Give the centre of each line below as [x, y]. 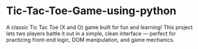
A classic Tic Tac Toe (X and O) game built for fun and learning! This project [100, 27]
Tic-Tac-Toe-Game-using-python [91, 11]
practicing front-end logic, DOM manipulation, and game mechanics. [90, 40]
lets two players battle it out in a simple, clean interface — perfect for [91, 33]
